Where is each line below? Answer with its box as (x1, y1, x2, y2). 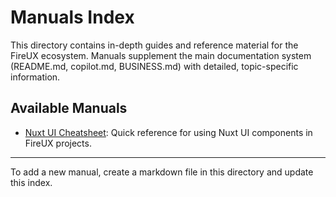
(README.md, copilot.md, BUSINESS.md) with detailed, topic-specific (10, 60, 299, 72)
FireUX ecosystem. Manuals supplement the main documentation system (10, 49, 312, 61)
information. (10, 71, 61, 83)
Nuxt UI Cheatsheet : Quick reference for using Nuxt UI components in (24, 126, 313, 138)
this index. (10, 176, 53, 188)
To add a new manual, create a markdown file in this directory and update (10, 166, 314, 178)
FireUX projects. (24, 137, 92, 149)
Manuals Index (10, 6, 135, 29)
